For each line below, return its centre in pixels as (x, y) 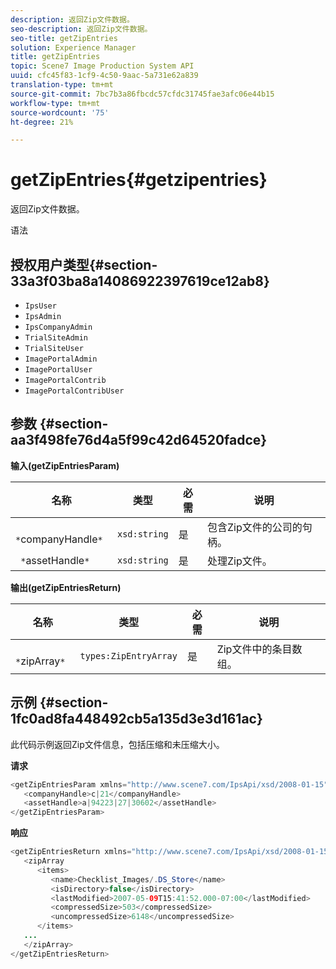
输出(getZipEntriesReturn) (66, 587)
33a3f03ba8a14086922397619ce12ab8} (140, 281)
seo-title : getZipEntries (64, 38)
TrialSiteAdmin (56, 338)
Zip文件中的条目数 (259, 649)
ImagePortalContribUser (74, 391)
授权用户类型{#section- (84, 264)
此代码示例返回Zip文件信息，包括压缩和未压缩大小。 (117, 744)
